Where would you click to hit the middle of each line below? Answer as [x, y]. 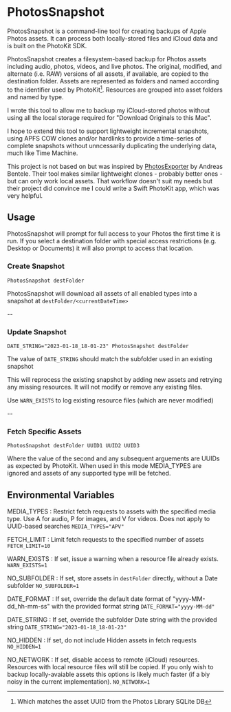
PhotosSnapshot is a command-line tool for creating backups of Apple [107, 31]
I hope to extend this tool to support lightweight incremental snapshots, [108, 131]
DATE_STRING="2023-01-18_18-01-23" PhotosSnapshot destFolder [98, 346]
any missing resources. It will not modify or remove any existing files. [105, 387]
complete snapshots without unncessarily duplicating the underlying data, [112, 145]
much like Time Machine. [43, 153]
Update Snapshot [37, 332]
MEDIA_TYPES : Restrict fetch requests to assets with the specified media [112, 511]
